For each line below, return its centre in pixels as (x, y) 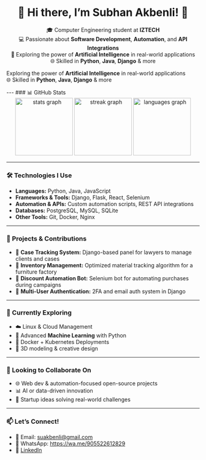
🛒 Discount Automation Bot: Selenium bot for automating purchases (102, 278)
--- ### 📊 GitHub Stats (36, 92)
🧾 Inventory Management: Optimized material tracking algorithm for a (104, 265)
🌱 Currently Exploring (39, 313)
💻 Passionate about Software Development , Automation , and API (103, 39)
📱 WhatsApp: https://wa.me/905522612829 (70, 443)
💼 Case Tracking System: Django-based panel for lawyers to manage (103, 252)
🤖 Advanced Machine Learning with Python (71, 335)
